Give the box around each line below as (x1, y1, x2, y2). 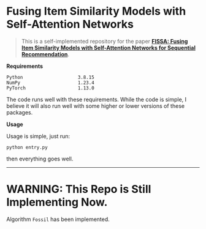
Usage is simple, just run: (6, 132, 71, 140)
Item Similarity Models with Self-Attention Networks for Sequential (21, 44, 196, 51)
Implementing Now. (6, 195, 108, 209)
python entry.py (6, 144, 48, 151)
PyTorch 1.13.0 (6, 84, 95, 91)
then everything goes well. (6, 155, 74, 162)
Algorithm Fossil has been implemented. (6, 216, 110, 223)
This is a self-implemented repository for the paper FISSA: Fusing (21, 37, 188, 45)
